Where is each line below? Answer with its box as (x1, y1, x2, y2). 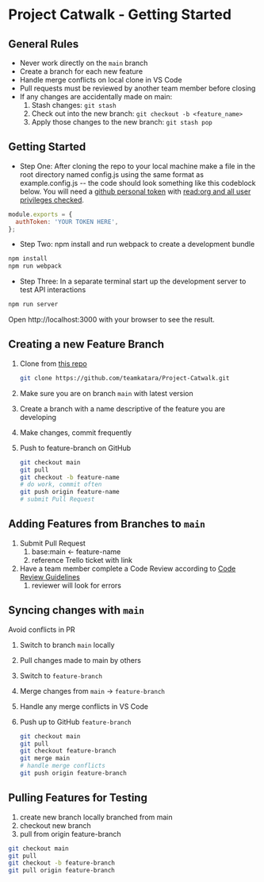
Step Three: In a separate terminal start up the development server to (19, 276, 247, 287)
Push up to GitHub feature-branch (19, 717, 132, 726)
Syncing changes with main (8, 603, 145, 617)
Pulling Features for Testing (8, 791, 148, 805)
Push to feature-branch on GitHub (19, 443, 132, 453)
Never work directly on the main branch (19, 58, 148, 67)
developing (19, 412, 57, 422)
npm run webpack (8, 262, 62, 271)
